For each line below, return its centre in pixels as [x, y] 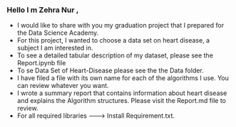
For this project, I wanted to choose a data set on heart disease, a [113, 40]
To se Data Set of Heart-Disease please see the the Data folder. [110, 71]
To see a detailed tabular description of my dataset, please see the [115, 55]
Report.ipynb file [41, 63]
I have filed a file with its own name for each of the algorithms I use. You [123, 78]
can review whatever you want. [63, 86]
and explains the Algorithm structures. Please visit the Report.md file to [121, 101]
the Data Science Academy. [58, 33]
